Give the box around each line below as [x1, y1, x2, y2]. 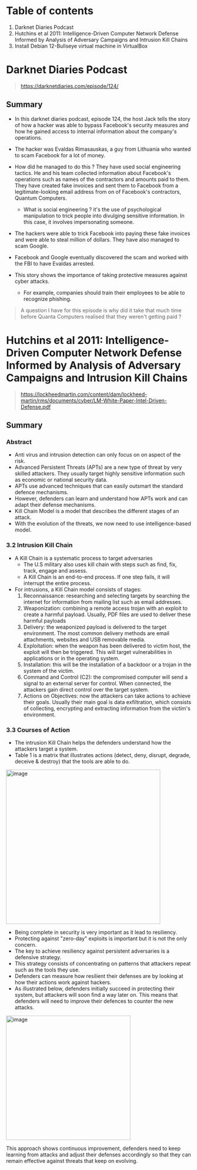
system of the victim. [23, 667, 75, 674]
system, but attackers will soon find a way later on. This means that [14, 991, 178, 998]
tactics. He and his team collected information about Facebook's [14, 169, 172, 176]
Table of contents [6, 4, 94, 18]
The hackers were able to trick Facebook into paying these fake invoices [14, 230, 191, 237]
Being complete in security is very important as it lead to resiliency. [14, 928, 178, 936]
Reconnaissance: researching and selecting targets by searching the [23, 592, 190, 599]
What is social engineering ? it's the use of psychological [23, 206, 162, 213]
